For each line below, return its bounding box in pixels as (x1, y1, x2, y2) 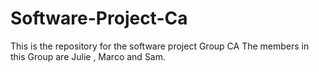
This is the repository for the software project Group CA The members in (10, 40, 310, 52)
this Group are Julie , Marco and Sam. (10, 50, 167, 62)
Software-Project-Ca (10, 7, 188, 30)
